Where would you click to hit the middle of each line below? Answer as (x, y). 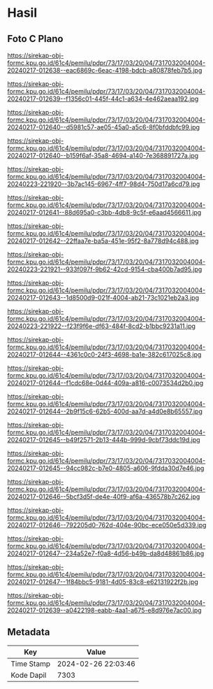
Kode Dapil (29, 675)
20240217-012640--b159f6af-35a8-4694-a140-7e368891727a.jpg (103, 156)
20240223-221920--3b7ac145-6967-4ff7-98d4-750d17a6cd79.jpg (104, 184)
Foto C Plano (35, 39)
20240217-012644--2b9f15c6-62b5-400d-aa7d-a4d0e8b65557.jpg (105, 411)
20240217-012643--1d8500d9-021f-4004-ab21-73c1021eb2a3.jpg (103, 298)
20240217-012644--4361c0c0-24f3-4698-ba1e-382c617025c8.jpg (104, 354)
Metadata (29, 632)
